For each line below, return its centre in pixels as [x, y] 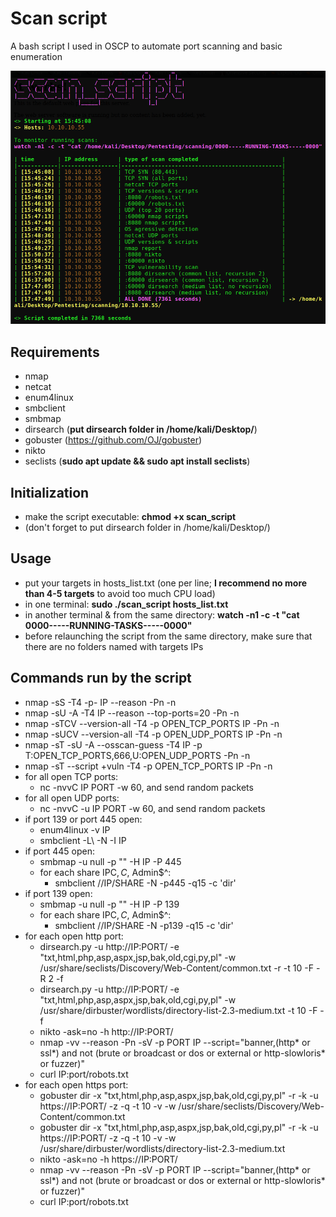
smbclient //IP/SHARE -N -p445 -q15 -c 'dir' [145, 883]
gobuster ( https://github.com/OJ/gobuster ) [113, 440]
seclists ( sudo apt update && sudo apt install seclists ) [137, 461]
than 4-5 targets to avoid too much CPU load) [120, 593]
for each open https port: [76, 1084]
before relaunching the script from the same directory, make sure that [168, 636]
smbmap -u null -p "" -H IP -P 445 [110, 861]
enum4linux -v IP [75, 829]
